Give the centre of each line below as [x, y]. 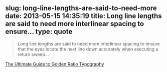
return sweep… [33, 54]
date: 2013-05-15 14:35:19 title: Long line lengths [83, 16]
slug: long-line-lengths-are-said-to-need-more [81, 8]
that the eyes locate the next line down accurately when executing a [88, 49]
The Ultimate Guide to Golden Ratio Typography [55, 64]
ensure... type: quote [39, 32]
